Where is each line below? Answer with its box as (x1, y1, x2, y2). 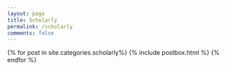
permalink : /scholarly (7, 23, 73, 30)
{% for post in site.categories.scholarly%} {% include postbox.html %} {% (7, 49, 220, 57)
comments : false (7, 29, 54, 37)
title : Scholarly (7, 17, 58, 24)
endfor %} (7, 56, 37, 64)
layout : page (7, 10, 45, 17)
